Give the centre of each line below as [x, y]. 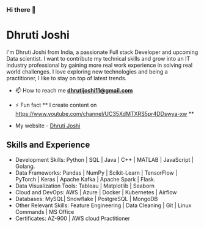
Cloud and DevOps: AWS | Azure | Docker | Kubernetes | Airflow [96, 192]
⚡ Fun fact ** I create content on [56, 105]
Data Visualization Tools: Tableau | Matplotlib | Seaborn [85, 186]
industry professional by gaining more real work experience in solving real [100, 65]
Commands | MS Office [45, 211]
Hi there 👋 [21, 10]
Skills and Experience [48, 145]
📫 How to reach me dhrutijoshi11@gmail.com [74, 90]
